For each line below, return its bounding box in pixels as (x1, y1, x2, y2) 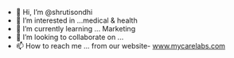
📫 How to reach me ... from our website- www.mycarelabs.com (15, 42, 225, 50)
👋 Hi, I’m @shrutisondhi (15, 8, 93, 16)
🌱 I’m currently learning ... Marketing (15, 24, 136, 33)
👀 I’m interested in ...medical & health (15, 16, 138, 25)
